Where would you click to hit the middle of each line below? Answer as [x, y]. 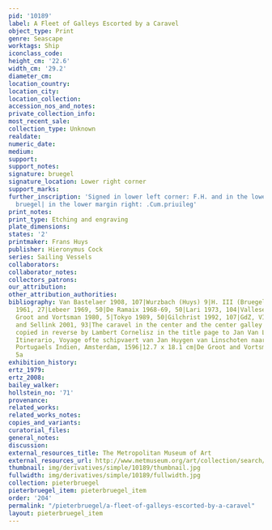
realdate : [25, 136]
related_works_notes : [45, 415]
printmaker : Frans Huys [49, 242]
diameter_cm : [30, 76]
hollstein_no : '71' [41, 393]
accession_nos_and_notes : [52, 106]
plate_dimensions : [39, 227]
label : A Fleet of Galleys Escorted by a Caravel [94, 24]
